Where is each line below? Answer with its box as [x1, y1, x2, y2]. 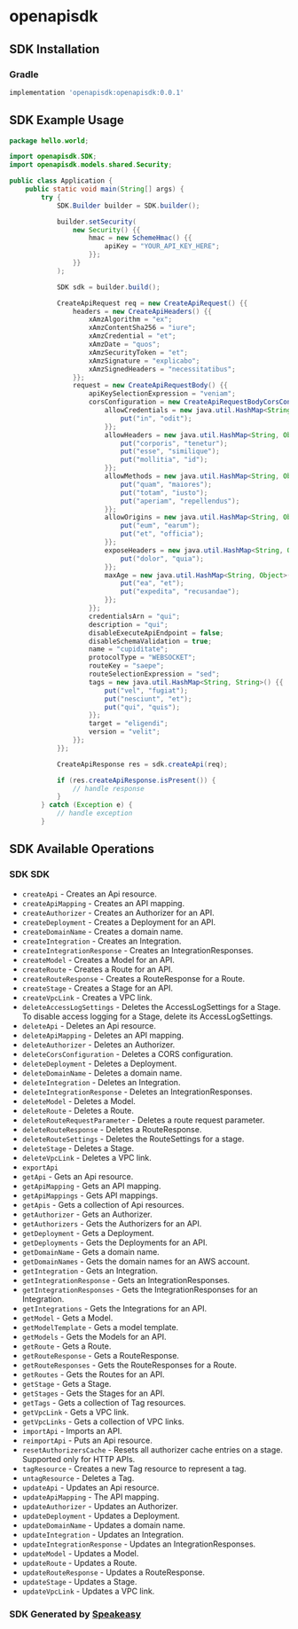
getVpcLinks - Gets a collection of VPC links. [21, 1416, 184, 1427]
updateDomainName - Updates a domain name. [21, 1519, 186, 1531]
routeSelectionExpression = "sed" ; [88, 670, 220, 679]
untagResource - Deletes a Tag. [21, 1472, 135, 1483]
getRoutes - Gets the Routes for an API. [21, 1368, 166, 1380]
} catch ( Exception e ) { [41, 801, 133, 810]
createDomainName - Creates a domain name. [21, 926, 184, 936]
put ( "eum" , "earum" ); [120, 521, 200, 530]
